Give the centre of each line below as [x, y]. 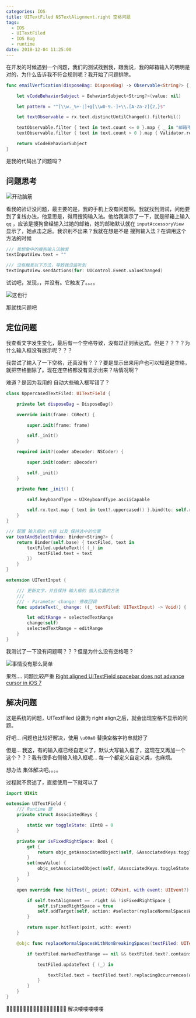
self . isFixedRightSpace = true [75, 906]
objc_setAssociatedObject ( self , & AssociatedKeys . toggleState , [114, 869]
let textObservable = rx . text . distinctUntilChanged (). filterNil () [99, 117]
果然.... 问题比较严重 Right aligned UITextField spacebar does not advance [95, 676]
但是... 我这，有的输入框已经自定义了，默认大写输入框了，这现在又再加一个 [96, 750]
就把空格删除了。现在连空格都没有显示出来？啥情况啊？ [72, 370]
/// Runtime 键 [34, 809]
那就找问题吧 [21, 307]
